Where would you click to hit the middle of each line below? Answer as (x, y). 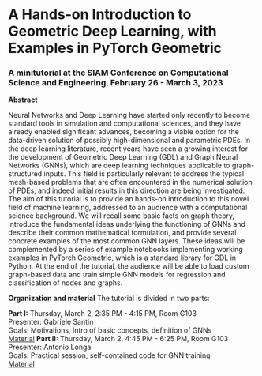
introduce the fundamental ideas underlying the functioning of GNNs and (127, 224)
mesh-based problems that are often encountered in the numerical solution (130, 182)
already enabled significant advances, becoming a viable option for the (124, 132)
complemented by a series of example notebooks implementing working (125, 250)
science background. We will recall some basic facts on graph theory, (122, 216)
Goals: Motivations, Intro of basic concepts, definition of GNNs (110, 330)
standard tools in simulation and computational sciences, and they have (124, 123)
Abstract (23, 100)
